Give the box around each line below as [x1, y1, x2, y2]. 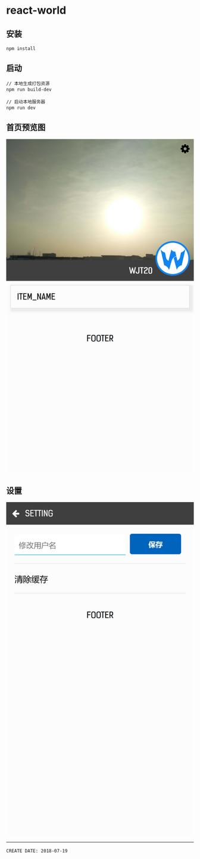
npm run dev [6, 105, 36, 111]
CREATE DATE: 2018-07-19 [6, 848, 68, 854]
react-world [6, 4, 67, 17]
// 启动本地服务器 [6, 99, 46, 105]
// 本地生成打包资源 [6, 80, 50, 86]
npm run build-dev [6, 86, 52, 92]
